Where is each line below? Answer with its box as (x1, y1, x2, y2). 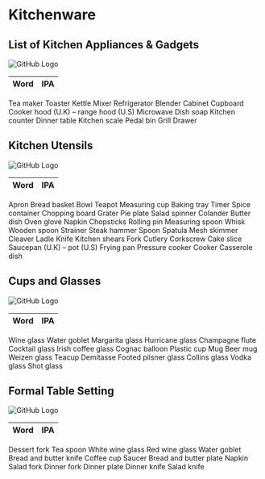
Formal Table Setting (8, 385, 114, 398)
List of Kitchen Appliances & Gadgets (8, 38, 200, 52)
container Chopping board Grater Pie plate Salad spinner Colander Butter (8, 208, 251, 218)
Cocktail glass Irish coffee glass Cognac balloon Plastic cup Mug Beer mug (8, 344, 258, 353)
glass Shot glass (8, 360, 63, 370)
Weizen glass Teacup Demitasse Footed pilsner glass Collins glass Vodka (8, 352, 252, 362)
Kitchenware (8, 6, 97, 24)
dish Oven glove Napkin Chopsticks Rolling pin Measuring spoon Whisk (8, 216, 246, 227)
